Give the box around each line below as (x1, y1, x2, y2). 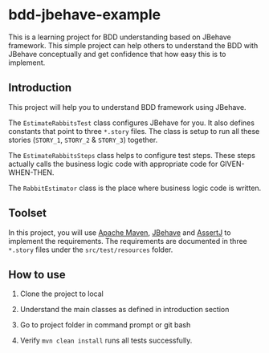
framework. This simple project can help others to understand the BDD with (8, 40, 259, 50)
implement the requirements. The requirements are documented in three (8, 236, 247, 245)
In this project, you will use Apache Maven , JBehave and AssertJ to (8, 227, 231, 237)
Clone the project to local (19, 289, 104, 298)
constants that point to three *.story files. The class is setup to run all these (8, 126, 260, 136)
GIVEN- (219, 159, 245, 168)
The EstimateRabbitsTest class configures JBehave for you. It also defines (8, 118, 255, 128)
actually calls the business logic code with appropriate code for (8, 159, 218, 168)
